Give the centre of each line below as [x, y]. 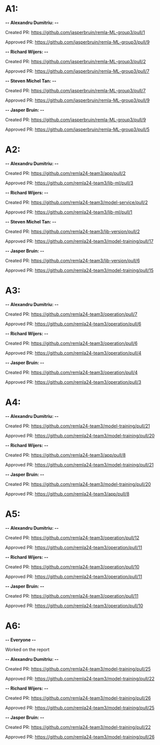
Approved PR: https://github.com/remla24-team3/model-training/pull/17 [79, 241]
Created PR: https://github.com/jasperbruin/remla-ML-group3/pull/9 [76, 119]
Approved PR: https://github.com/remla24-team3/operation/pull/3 [73, 382]
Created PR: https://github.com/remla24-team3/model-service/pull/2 [76, 202]
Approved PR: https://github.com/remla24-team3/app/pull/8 [67, 493]
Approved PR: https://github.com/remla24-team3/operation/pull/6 [73, 324]
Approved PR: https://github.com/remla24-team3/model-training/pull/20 [80, 435]
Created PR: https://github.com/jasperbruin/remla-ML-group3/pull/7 [75, 90]
